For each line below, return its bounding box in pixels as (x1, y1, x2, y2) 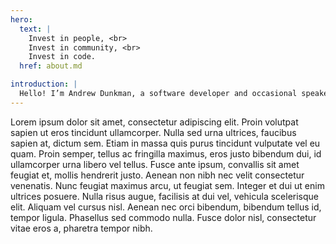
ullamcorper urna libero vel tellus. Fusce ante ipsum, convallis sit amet (10, 158, 300, 170)
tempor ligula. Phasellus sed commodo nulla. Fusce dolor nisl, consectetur (10, 211, 317, 223)
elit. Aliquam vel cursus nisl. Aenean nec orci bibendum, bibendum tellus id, (10, 201, 322, 213)
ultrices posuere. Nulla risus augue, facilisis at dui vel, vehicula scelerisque (10, 190, 320, 202)
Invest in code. (28, 52, 97, 62)
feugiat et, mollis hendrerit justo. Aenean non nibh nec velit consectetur (10, 169, 305, 181)
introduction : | (10, 79, 78, 90)
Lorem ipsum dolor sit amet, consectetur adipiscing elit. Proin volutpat (10, 116, 299, 128)
